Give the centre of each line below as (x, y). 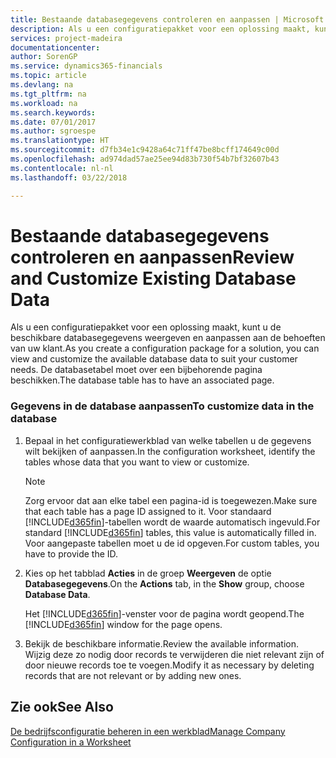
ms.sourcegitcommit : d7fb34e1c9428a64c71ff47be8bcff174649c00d (145, 150)
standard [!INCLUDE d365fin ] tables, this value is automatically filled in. (170, 532)
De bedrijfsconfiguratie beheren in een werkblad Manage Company (148, 731)
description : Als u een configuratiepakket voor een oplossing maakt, (160, 29)
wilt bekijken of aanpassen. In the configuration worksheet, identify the (170, 451)
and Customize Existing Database (153, 278)
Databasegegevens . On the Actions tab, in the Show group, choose (164, 583)
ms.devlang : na (42, 85)
